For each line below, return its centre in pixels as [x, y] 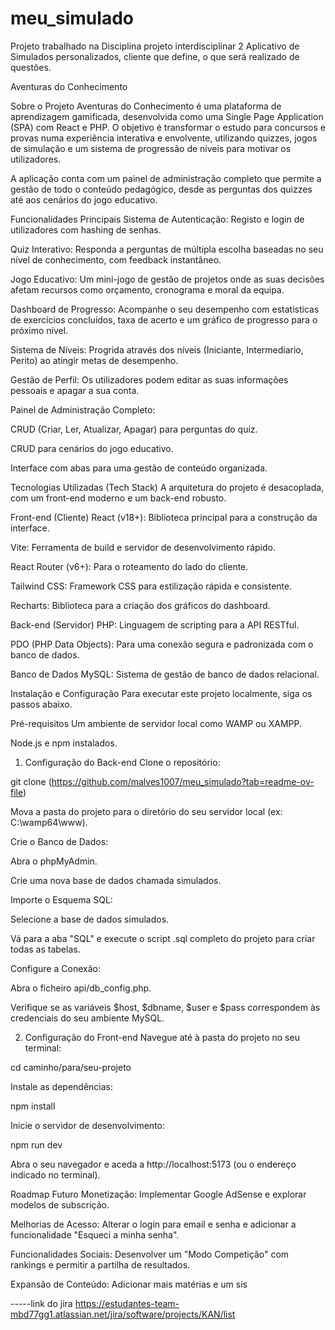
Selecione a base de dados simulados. [90, 919]
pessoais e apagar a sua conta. [75, 390]
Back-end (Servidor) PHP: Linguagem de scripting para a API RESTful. [155, 624]
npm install [33, 1106]
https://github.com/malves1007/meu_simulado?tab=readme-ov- [183, 781]
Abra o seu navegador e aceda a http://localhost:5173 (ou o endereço [153, 1164]
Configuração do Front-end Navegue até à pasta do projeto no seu [162, 1037]
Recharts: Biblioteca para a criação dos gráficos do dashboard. [140, 605]
